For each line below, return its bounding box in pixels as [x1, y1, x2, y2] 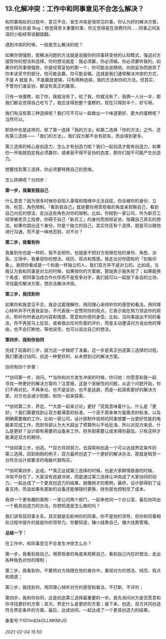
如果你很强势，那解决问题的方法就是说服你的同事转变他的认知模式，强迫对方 [5, 52, 161, 58]
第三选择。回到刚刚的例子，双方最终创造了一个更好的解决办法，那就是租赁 [5, 451, 157, 457]
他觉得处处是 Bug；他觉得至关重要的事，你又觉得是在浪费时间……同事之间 [5, 25, 157, 31]
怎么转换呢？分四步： [5, 177, 48, 183]
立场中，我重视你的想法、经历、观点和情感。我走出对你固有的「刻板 [13, 256, 152, 262]
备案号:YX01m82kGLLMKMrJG [5, 617, 68, 623]
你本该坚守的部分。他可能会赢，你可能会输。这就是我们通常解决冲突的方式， [5, 71, 161, 77]
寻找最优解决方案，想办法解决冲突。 [5, 280, 79, 286]
